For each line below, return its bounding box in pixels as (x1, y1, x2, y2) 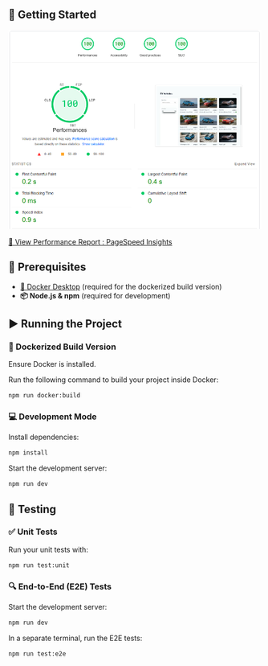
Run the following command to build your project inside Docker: (8, 375, 219, 384)
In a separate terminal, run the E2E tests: (8, 633, 143, 643)
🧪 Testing (8, 502, 57, 516)
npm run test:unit (8, 561, 70, 569)
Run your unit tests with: (8, 545, 88, 554)
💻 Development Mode (8, 411, 98, 422)
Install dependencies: (8, 432, 79, 442)
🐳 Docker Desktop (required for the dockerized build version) (19, 282, 222, 291)
